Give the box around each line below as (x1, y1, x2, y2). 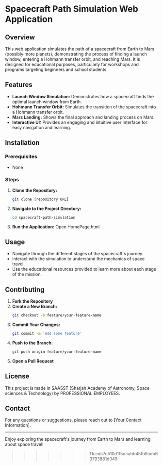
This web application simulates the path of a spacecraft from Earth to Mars (5, 46, 155, 52)
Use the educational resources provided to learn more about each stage (12, 266, 156, 272)
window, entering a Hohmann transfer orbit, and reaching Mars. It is (5, 56, 140, 62)
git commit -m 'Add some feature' (12, 331, 82, 336)
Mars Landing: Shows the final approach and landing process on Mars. (12, 114, 155, 120)
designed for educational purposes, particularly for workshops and (5, 62, 139, 67)
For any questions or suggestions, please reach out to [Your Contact (5, 417, 142, 423)
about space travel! (5, 441, 44, 448)
